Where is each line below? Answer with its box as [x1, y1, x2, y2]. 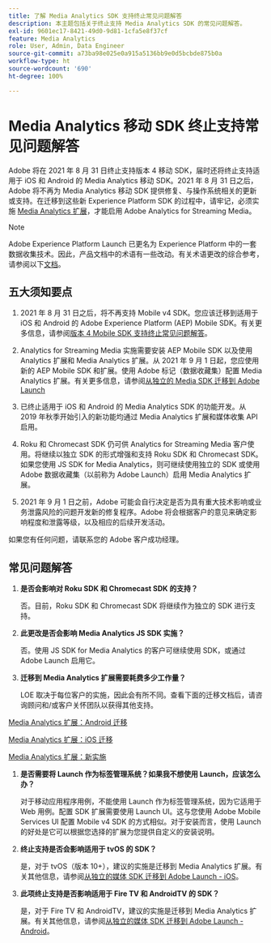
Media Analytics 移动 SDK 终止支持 [8, 117, 245, 135]
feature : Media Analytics [8, 34, 95, 43]
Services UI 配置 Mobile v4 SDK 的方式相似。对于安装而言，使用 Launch [19, 817, 261, 827]
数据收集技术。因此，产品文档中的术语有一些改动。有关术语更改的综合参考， [8, 249, 264, 259]
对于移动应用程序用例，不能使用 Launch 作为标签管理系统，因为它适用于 [19, 796, 262, 807]
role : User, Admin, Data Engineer [8, 42, 125, 50]
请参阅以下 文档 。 [8, 259, 66, 268]
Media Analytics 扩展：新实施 [8, 752, 107, 762]
